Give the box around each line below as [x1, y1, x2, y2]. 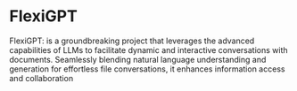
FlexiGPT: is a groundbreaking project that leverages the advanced [9, 35, 255, 46]
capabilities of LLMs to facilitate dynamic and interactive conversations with [9, 44, 288, 55]
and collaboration [9, 72, 74, 83]
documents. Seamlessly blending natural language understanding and [9, 54, 267, 64]
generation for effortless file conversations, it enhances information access [9, 64, 285, 74]
